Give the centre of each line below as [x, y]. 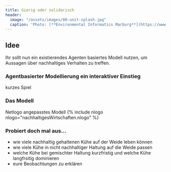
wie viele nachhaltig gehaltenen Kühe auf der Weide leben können [82, 142]
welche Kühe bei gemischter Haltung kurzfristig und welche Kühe [82, 152]
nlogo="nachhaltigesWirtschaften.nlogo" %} [52, 117]
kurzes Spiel [18, 87]
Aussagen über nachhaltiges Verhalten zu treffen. [58, 63]
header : [14, 15]
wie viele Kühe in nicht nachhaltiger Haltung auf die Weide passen [82, 147]
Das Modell [20, 101]
